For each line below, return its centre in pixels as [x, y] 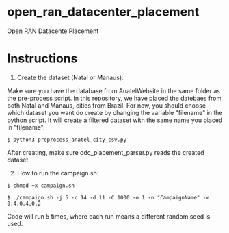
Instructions [42, 59]
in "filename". [26, 127]
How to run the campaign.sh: [58, 173]
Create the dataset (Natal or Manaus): [70, 77]
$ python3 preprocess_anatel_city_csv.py [67, 140]
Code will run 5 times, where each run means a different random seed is [109, 216]
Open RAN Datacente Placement [53, 31]
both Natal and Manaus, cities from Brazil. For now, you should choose [107, 105]
